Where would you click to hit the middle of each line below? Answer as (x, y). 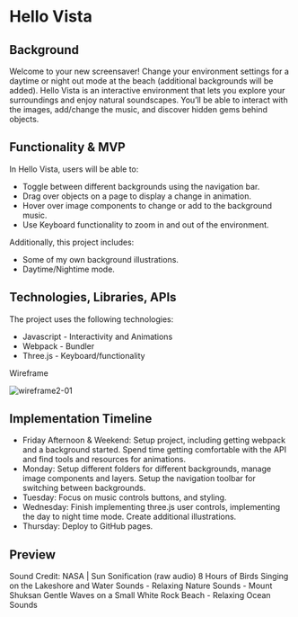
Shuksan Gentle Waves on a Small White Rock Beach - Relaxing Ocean (140, 595)
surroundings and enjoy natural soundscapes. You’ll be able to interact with (149, 100)
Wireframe (29, 373)
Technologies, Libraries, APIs (93, 297)
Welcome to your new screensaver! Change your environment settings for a (149, 71)
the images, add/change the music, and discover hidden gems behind (138, 109)
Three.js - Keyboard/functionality (83, 355)
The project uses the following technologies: (92, 319)
